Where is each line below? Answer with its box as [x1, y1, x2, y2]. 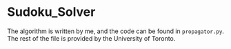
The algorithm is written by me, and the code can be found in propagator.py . [7, 27, 224, 35]
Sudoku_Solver [7, 4, 96, 20]
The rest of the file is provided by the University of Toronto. [7, 34, 176, 42]
